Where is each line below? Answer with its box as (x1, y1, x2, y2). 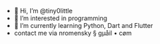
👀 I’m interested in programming (13, 14, 108, 22)
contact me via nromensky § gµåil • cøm (13, 29, 132, 37)
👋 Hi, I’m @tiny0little (13, 7, 73, 15)
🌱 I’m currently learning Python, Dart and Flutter (13, 22, 154, 29)
